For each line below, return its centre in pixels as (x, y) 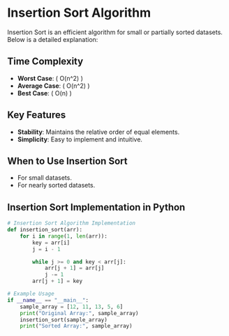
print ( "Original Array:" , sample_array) (79, 313)
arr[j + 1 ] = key (57, 281)
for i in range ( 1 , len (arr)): (64, 236)
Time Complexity (45, 62)
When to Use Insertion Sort (67, 161)
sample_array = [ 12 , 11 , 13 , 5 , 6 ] (72, 307)
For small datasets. (44, 178)
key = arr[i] (51, 243)
